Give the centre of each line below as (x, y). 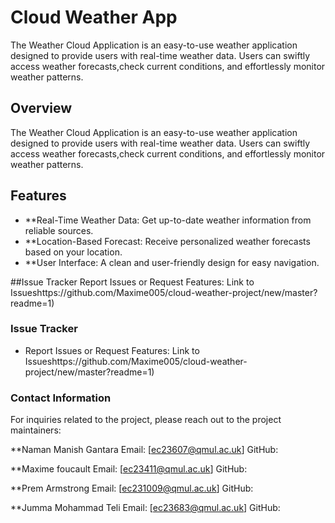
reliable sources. (59, 230)
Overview (41, 108)
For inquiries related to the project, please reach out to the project (146, 420)
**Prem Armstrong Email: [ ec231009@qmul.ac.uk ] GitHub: (132, 488)
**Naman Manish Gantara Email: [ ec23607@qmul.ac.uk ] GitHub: (144, 450)
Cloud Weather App (94, 17)
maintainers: (36, 430)
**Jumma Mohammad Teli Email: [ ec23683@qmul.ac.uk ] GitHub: (145, 508)
